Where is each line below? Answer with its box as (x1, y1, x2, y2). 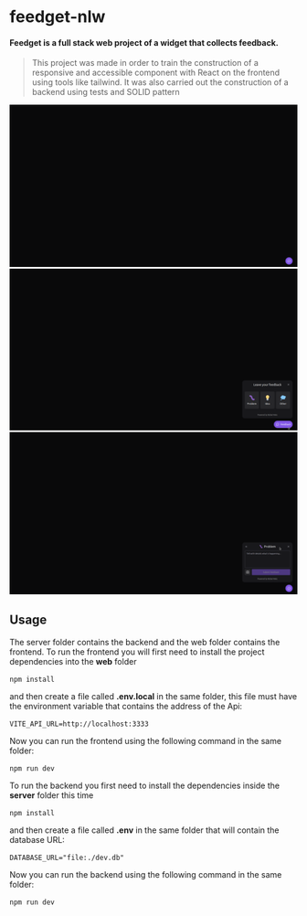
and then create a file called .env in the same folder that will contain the (9, 825, 281, 836)
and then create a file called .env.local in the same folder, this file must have (9, 690, 298, 701)
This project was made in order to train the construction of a (31, 58, 259, 69)
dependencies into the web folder (9, 655, 137, 666)
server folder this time (9, 789, 94, 801)
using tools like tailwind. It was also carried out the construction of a (31, 77, 290, 88)
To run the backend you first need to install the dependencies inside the (9, 780, 281, 791)
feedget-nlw (9, 6, 106, 27)
